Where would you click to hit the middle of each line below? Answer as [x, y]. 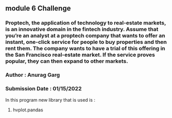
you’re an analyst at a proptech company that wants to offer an [85, 36]
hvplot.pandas [28, 110]
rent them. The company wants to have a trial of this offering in [85, 49]
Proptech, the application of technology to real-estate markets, [86, 23]
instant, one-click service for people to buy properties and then [86, 42]
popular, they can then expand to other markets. [67, 61]
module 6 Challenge [38, 8]
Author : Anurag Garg [33, 75]
